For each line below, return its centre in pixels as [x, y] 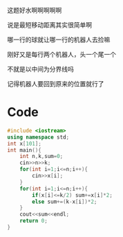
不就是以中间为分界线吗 [40, 69]
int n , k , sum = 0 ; [41, 157]
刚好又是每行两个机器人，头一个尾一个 [61, 54]
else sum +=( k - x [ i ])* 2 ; [65, 202]
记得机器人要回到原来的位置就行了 [56, 84]
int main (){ [24, 150]
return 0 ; [34, 221]
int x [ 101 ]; [24, 143]
